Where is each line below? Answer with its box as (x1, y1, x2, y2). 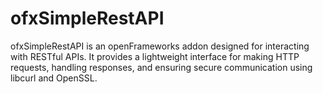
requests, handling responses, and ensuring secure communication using (10, 61, 313, 73)
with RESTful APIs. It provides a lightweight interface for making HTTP (10, 50, 300, 62)
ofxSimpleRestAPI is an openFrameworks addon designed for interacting (10, 40, 310, 52)
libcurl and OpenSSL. (10, 72, 98, 84)
